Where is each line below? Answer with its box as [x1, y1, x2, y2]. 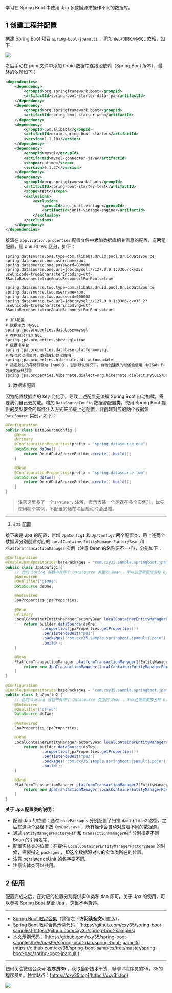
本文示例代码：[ [12, 933, 46, 940]
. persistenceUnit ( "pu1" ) [41, 631, 95, 636]
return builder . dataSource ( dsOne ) [24, 621, 97, 627]
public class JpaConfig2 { [5, 692, 63, 697]
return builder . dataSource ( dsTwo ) [24, 744, 97, 749]
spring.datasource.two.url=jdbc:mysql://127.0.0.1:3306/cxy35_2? [5, 298, 147, 304]
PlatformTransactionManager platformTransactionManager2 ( [14, 782, 141, 787]
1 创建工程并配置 [5, 21, 57, 30]
